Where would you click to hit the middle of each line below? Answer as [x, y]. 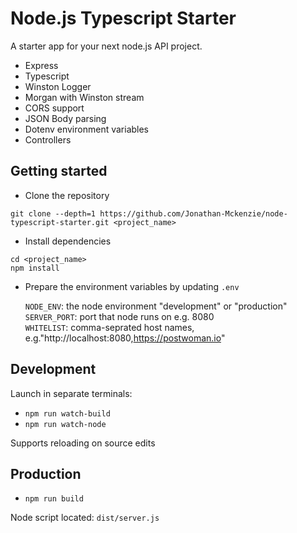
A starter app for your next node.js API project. [106, 46]
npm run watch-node [65, 424]
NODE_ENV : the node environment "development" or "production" [156, 306]
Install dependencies [68, 241]
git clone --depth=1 [53, 213]
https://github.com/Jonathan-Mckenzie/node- [193, 213]
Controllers [48, 139]
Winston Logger [58, 86]
